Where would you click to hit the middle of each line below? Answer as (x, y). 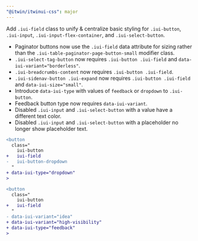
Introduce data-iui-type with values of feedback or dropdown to (91, 90)
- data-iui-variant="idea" (39, 217)
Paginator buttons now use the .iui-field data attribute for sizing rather (103, 46)
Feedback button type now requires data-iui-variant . (81, 103)
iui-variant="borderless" (47, 66)
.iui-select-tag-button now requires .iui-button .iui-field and (96, 59)
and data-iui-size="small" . (49, 84)
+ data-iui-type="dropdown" (41, 173)
